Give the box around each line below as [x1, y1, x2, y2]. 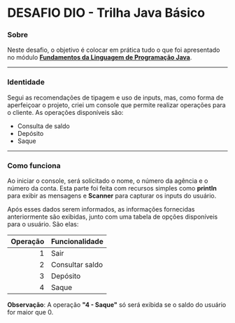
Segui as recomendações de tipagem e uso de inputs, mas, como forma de [7, 93, 224, 102]
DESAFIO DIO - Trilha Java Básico [7, 5, 205, 21]
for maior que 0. [7, 308, 54, 317]
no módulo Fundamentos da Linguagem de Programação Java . [7, 53, 192, 62]
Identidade [7, 77, 45, 87]
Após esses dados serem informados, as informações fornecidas [7, 205, 195, 214]
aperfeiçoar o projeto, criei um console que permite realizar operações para [7, 100, 226, 109]
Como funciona [7, 160, 61, 170]
